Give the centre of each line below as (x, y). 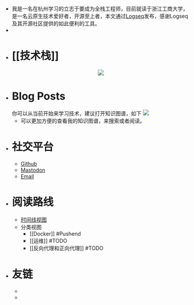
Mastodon (33, 170)
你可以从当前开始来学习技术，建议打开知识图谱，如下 (77, 113)
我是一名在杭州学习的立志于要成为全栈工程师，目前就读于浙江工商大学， (100, 9)
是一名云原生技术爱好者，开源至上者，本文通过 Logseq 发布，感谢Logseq (100, 16)
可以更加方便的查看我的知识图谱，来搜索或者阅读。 (83, 121)
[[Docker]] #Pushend (55, 233)
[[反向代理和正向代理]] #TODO (66, 248)
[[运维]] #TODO (48, 240)
